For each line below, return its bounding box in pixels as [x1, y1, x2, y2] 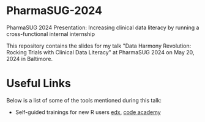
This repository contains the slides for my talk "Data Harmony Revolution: [6, 42, 192, 49]
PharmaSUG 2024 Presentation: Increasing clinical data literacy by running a [6, 24, 199, 31]
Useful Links [6, 77, 72, 90]
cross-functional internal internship [6, 30, 95, 37]
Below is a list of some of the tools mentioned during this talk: [6, 96, 162, 104]
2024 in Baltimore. [6, 55, 53, 62]
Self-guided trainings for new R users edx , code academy [15, 108, 161, 116]
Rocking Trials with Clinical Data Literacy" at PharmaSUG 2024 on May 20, [6, 48, 195, 56]
